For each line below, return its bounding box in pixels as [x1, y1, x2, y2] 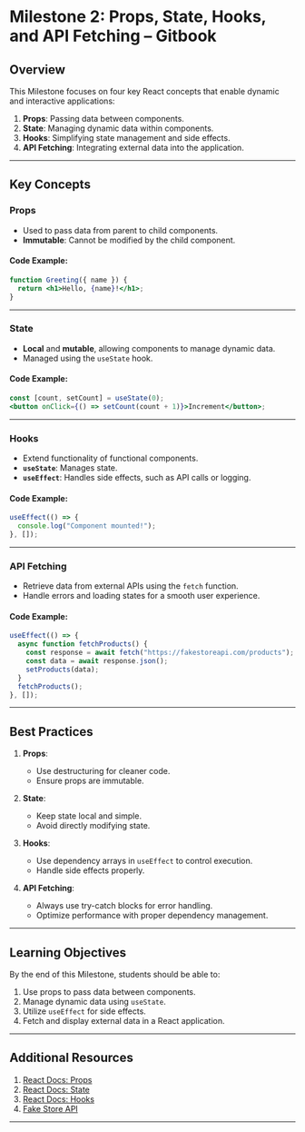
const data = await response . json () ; [25, 657, 169, 666]
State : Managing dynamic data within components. [22, 123, 214, 134]
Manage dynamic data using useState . [22, 997, 166, 1008]
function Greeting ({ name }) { [9, 275, 128, 284]
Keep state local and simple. [35, 810, 143, 821]
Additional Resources [9, 1050, 133, 1066]
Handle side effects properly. [35, 865, 145, 876]
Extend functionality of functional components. [22, 452, 199, 464]
